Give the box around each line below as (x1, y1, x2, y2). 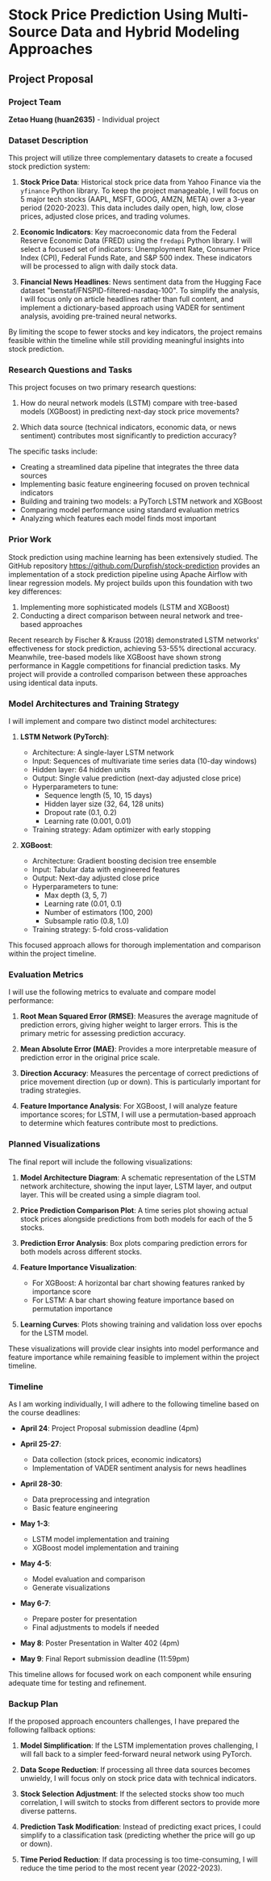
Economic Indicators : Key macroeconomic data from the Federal (19, 228, 237, 237)
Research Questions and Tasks (8, 365, 133, 376)
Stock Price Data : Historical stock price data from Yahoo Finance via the (19, 178, 262, 187)
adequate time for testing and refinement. (8, 1678, 147, 1687)
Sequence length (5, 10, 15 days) (44, 791, 152, 800)
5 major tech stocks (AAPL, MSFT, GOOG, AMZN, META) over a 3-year (19, 194, 256, 204)
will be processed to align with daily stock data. (19, 261, 178, 271)
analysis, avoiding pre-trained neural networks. (19, 311, 177, 321)
